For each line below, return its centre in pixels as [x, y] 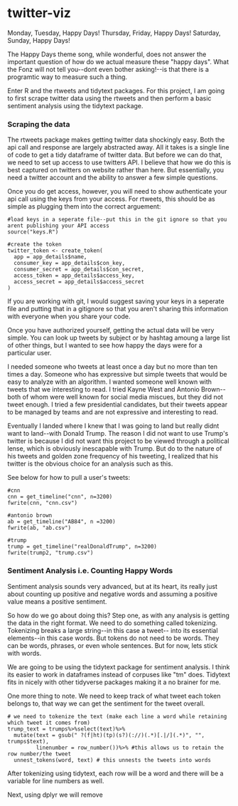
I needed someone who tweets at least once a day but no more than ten [113, 367]
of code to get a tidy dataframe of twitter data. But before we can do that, [115, 155]
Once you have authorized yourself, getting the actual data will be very [111, 330]
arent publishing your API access [59, 226]
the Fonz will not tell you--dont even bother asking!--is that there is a [108, 69]
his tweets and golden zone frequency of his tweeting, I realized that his [113, 456]
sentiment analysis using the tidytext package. [75, 105]
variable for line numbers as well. [56, 780]
